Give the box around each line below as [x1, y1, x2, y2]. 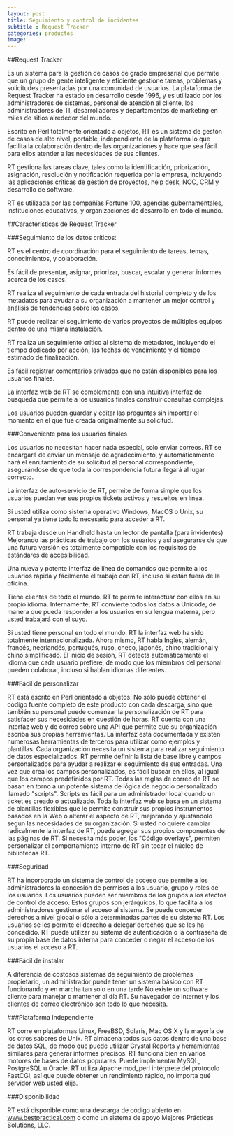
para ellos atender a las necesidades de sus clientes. [7, 150, 160, 158]
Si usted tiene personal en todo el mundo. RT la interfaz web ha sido [7, 629, 204, 637]
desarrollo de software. [7, 185, 75, 194]
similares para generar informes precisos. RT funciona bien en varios [7, 1049, 206, 1058]
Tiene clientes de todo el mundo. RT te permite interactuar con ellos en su [7, 592, 221, 602]
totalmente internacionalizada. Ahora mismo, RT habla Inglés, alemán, [7, 636, 208, 644]
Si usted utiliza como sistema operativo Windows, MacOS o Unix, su [7, 508, 204, 516]
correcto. [7, 473, 34, 481]
